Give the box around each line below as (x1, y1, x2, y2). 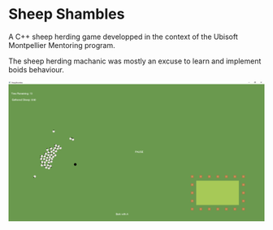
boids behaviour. (8, 64, 65, 74)
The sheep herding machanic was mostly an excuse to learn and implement (8, 56, 262, 66)
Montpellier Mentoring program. (8, 40, 115, 50)
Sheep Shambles (8, 5, 125, 24)
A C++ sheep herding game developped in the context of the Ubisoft (8, 32, 238, 41)
